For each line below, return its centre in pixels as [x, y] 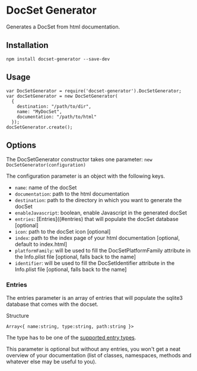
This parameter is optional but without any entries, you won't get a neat [93, 349]
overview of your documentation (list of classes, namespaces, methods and [99, 355]
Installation [27, 45]
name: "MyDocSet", [39, 111]
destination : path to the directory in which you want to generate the [98, 200]
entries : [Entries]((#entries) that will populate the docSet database [97, 219]
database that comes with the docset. [53, 304]
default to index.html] [41, 244]
